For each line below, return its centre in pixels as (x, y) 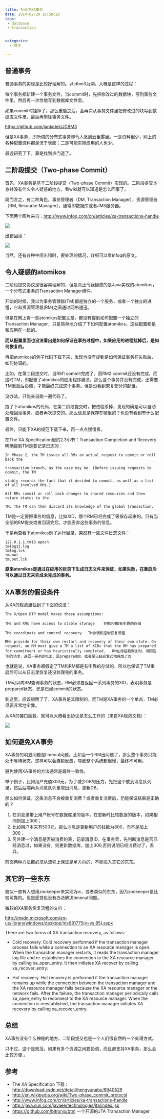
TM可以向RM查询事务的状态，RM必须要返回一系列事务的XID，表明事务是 (79, 683)
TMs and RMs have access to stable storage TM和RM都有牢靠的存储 (73, 624)
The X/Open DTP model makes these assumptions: (54, 614)
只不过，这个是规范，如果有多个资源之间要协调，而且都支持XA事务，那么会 (81, 1048)
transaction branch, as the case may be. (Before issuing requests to (78, 468)
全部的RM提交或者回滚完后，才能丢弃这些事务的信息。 (60, 522)
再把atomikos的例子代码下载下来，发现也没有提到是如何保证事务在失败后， (81, 357)
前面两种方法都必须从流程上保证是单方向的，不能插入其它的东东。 (71, 862)
